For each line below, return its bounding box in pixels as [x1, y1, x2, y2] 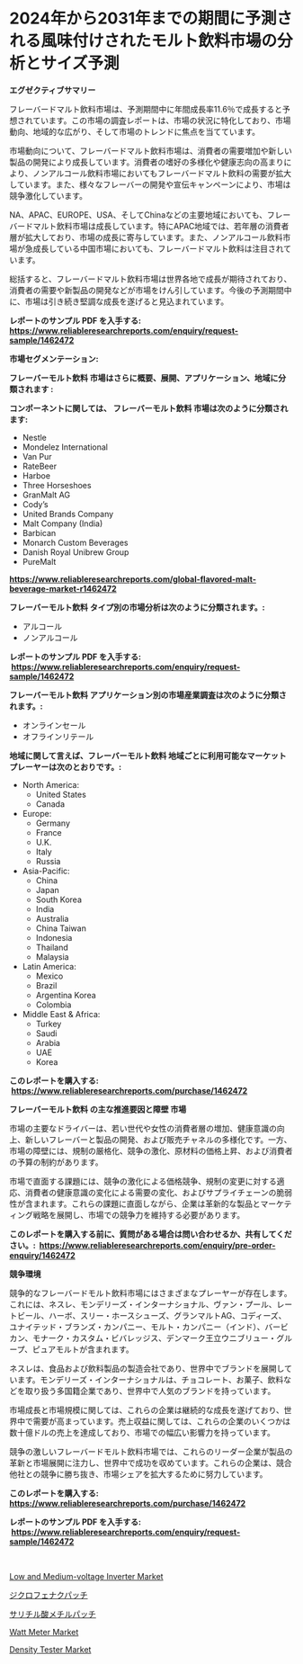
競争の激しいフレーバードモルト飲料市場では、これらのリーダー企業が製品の [9, 1445, 293, 1457]
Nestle [22, 432, 48, 443]
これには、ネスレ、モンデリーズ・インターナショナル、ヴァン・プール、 [9, 1299, 277, 1310]
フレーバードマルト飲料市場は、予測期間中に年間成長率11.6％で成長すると [9, 103, 283, 114]
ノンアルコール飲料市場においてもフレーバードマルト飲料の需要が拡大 [32, 167, 292, 178]
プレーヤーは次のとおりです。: [9, 761, 122, 772]
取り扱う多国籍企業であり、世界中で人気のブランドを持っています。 [24, 1385, 276, 1396]
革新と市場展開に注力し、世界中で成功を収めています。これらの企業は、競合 [9, 1457, 292, 1468]
